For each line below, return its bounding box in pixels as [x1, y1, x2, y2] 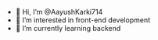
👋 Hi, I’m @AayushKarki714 [15, 8, 103, 16]
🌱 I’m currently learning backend [15, 24, 121, 32]
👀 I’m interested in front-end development [15, 15, 151, 25]
